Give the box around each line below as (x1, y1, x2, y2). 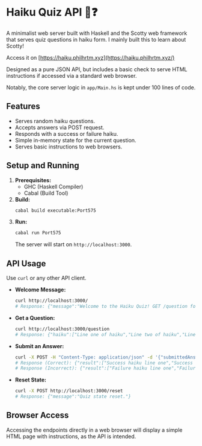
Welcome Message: (14, 286, 66, 293)
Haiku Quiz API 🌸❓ (6, 5, 98, 19)
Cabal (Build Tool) (23, 189, 69, 197)
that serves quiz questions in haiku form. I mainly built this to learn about (6, 36, 186, 43)
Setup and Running (6, 161, 79, 171)
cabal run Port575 (14, 230, 61, 236)
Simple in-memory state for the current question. (14, 136, 136, 144)
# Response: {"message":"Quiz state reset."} (14, 393, 131, 400)
